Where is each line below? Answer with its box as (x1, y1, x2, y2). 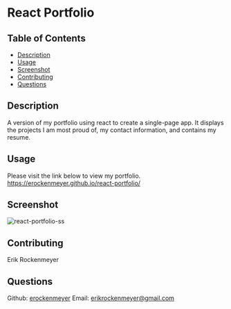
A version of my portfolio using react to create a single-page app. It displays (7, 118, 224, 127)
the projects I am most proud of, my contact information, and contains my (7, 126, 216, 134)
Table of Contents (7, 32, 86, 44)
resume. (7, 133, 31, 141)
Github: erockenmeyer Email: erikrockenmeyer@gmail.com (7, 294, 175, 302)
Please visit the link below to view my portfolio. (7, 171, 141, 180)
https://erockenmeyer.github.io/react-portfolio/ (7, 178, 140, 187)
